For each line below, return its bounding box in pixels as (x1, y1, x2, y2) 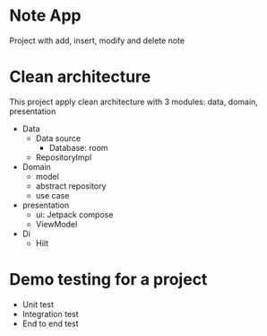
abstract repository (35, 181, 107, 191)
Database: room (48, 142, 109, 153)
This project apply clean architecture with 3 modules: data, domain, (9, 96, 258, 107)
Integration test (22, 308, 79, 319)
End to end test (22, 318, 79, 329)
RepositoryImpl (35, 152, 92, 163)
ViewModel (35, 218, 78, 229)
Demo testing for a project (9, 270, 208, 290)
